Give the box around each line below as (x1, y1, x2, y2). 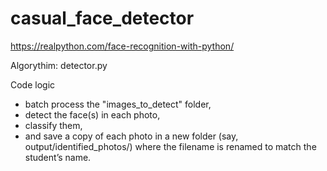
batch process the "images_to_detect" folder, (24, 98, 212, 110)
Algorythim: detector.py (10, 59, 108, 71)
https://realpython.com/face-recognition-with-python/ (10, 40, 235, 52)
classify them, (24, 119, 83, 131)
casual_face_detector (10, 7, 195, 30)
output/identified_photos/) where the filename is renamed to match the (24, 140, 317, 152)
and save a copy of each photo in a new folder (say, (24, 130, 239, 142)
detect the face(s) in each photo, (24, 108, 161, 121)
